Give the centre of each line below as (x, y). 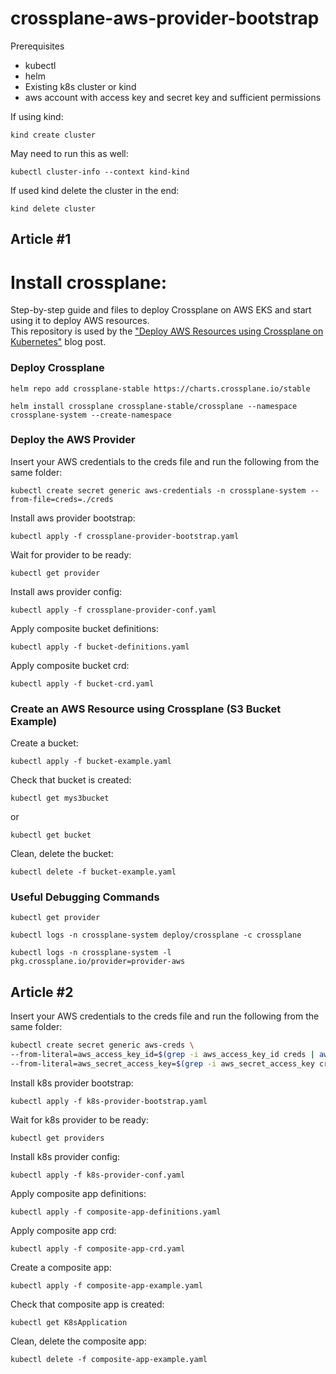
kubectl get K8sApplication (69, 1322)
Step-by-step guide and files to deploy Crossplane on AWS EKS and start (161, 310)
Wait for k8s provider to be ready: (80, 1119)
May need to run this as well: (69, 153)
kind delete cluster (53, 208)
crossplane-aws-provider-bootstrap (165, 18)
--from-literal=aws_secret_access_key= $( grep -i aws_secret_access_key (162, 1064)
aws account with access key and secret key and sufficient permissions (173, 97)
